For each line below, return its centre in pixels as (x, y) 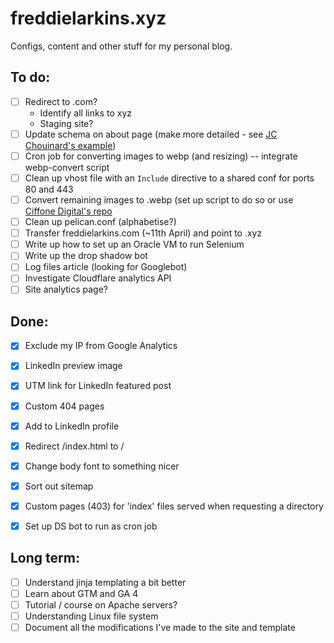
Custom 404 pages (64, 406)
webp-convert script (67, 167)
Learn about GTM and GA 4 (81, 593)
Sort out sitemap (59, 486)
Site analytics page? (66, 289)
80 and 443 (49, 189)
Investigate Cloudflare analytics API (98, 278)
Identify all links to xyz (85, 113)
